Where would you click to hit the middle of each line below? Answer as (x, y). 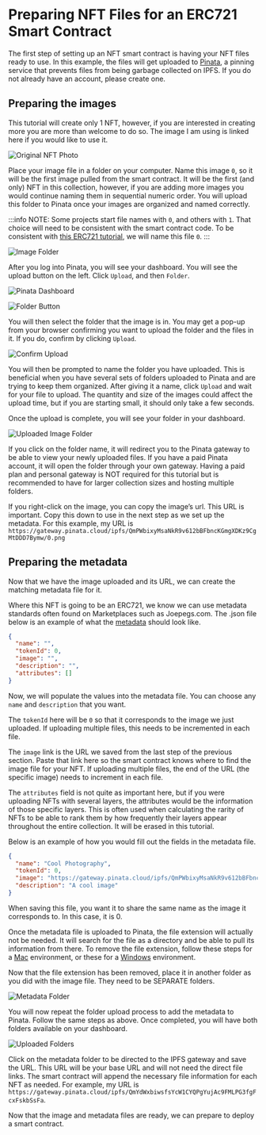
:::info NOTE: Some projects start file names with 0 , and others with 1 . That (130, 219)
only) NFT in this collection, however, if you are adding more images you (126, 187)
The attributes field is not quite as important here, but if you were (117, 792)
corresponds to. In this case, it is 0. (65, 916)
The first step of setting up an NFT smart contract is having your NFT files (129, 53)
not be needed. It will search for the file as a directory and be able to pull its (131, 940)
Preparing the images (63, 104)
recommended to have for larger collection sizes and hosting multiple (122, 482)
